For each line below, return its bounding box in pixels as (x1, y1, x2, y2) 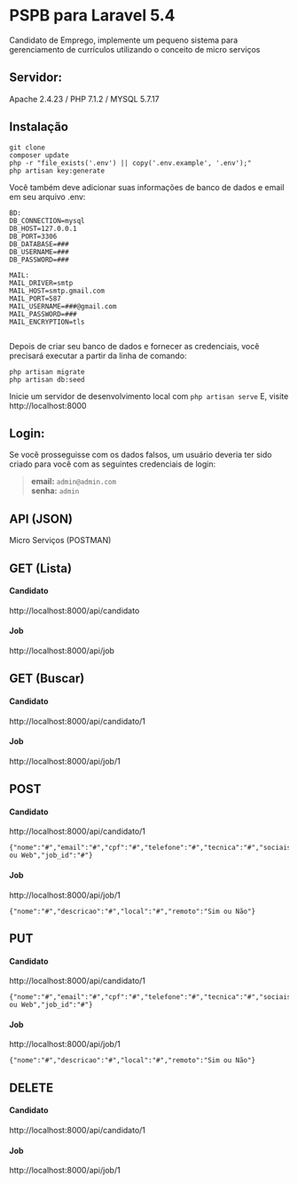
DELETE (9, 1080, 54, 1095)
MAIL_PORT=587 (9, 294, 62, 303)
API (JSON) (9, 511, 74, 526)
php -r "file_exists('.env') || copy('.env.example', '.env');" (9, 158, 252, 167)
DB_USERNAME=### (9, 247, 69, 256)
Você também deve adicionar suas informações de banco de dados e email (9, 181, 285, 192)
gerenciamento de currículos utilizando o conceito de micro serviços (9, 44, 261, 54)
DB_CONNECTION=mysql (9, 216, 86, 225)
